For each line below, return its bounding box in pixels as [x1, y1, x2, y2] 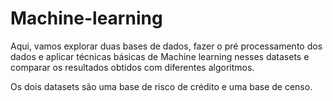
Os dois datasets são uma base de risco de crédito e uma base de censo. [10, 80, 313, 92]
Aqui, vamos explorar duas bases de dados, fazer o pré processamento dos [10, 40, 323, 52]
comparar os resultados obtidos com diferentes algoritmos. [10, 61, 255, 73]
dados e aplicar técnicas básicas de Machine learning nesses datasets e [10, 50, 310, 62]
